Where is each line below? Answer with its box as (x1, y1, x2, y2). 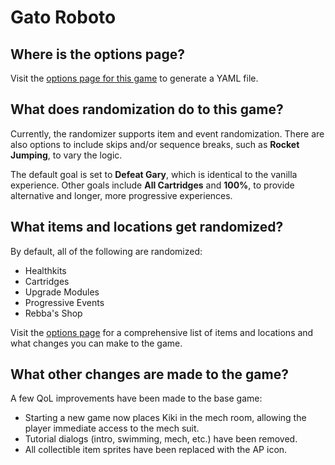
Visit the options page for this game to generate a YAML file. (10, 72, 259, 84)
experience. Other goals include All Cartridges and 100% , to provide (10, 179, 295, 191)
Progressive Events (24, 296, 105, 308)
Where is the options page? (10, 46, 185, 63)
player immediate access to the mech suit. (24, 422, 200, 435)
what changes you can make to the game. (10, 337, 183, 349)
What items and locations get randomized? (10, 219, 284, 236)
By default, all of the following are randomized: (10, 245, 203, 257)
